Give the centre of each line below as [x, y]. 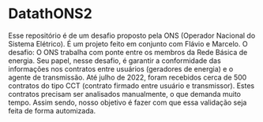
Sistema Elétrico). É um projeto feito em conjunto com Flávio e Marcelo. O [128, 43]
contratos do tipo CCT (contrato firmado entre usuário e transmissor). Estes [131, 85]
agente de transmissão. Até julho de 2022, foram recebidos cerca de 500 [128, 77]
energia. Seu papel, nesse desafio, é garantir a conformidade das [115, 61]
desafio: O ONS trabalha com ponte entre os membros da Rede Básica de [128, 52]
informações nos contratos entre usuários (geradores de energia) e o [121, 68]
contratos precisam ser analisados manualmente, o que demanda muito [124, 94]
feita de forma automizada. [52, 110]
